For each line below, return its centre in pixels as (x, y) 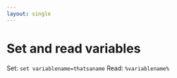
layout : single (29, 14)
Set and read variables (74, 48)
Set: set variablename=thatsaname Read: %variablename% (88, 68)
